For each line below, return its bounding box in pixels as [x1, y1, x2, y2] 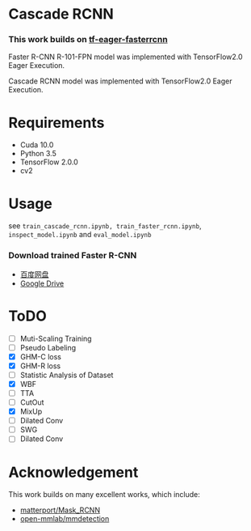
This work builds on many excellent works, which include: [8, 490, 200, 499]
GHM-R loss [19, 361, 61, 371]
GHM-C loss [19, 351, 62, 361]
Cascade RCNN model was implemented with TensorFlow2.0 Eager [8, 76, 232, 86]
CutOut [19, 397, 44, 407]
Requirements [8, 113, 105, 132]
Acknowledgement [8, 463, 139, 482]
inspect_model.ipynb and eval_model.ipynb [8, 230, 152, 240]
